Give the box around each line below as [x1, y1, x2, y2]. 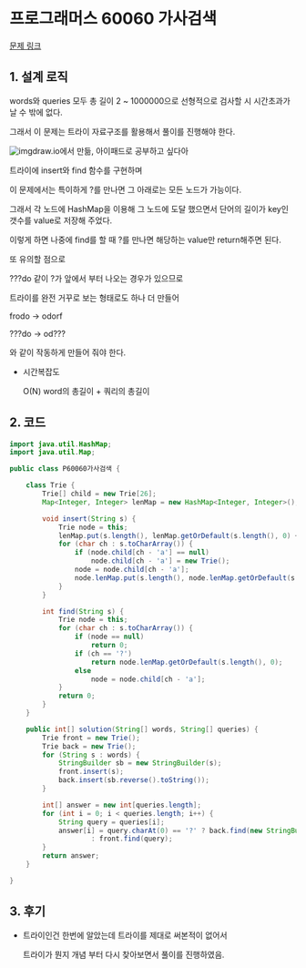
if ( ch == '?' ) [74, 648, 132, 658]
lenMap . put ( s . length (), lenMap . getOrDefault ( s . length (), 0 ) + [57, 531, 300, 540]
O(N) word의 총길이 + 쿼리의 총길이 [22, 385, 150, 396]
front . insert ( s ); [57, 767, 125, 777]
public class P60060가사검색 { [9, 464, 121, 474]
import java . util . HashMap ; [9, 439, 112, 449]
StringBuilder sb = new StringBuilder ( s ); [57, 759, 222, 768]
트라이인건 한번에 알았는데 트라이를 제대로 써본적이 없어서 [22, 930, 228, 941]
